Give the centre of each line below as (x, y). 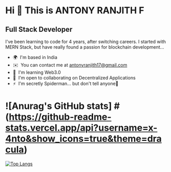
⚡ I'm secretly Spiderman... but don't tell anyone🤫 (66, 83)
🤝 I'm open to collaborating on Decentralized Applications (74, 78)
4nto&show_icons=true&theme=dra (84, 139)
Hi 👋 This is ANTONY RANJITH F (75, 10)
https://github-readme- (60, 117)
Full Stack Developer (39, 29)
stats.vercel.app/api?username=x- (81, 128)
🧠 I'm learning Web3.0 (37, 72)
